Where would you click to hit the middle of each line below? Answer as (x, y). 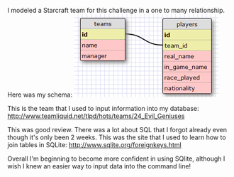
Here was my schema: (40, 95)
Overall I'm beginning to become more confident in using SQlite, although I (116, 159)
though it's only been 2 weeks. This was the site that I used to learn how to (117, 137)
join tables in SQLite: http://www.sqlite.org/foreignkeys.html (95, 145)
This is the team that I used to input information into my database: (104, 108)
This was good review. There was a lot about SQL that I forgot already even (117, 130)
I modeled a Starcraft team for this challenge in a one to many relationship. (116, 10)
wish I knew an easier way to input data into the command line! (99, 166)
